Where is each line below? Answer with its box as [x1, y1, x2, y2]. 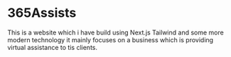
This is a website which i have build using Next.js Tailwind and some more [7, 28, 224, 37]
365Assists [7, 5, 77, 21]
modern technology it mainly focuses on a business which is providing [7, 35, 214, 44]
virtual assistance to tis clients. [7, 43, 98, 51]
